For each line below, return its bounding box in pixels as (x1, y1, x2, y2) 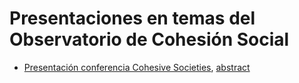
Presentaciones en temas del (9, 7, 256, 30)
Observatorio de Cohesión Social (9, 28, 290, 51)
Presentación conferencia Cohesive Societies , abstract (23, 61, 251, 73)
